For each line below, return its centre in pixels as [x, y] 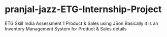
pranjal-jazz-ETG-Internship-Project [83, 9]
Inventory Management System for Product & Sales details [66, 28]
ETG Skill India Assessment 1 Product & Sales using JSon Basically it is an [81, 23]
